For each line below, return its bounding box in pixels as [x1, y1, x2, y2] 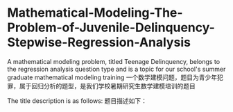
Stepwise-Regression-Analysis [7, 35, 191, 50]
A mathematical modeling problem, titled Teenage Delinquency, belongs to [7, 57, 221, 65]
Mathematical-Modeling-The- [7, 5, 183, 21]
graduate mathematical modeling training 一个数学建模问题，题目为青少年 [7, 73, 218, 81]
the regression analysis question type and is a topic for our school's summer [7, 65, 226, 73]
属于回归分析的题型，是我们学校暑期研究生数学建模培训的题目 [19, 81, 196, 90]
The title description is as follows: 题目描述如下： [7, 96, 148, 105]
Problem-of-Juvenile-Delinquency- [7, 19, 215, 35]
